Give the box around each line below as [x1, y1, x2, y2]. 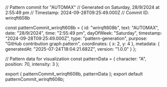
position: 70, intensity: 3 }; [5, 61, 60, 67]
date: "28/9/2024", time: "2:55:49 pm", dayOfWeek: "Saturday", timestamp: [5, 30, 162, 36]
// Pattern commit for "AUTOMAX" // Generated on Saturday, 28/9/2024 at [5, 5, 160, 10]
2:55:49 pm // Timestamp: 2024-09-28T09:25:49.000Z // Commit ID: [5, 10, 149, 16]
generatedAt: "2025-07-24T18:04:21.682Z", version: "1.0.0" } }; [5, 46, 137, 52]
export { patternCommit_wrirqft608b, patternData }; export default [5, 71, 143, 77]
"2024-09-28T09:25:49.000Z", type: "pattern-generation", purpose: [5, 35, 148, 41]
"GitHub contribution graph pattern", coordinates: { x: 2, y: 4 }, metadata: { [5, 41, 160, 47]
